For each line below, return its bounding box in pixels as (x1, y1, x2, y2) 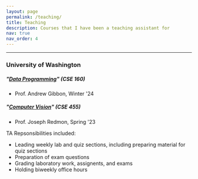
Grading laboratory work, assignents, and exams (14, 160, 133, 167)
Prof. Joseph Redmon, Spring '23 (14, 118, 96, 125)
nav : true (6, 31, 31, 36)
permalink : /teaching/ (6, 14, 62, 20)
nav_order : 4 (6, 36, 38, 42)
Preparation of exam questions (14, 153, 90, 160)
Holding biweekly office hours (14, 166, 88, 173)
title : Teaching (6, 19, 46, 25)
